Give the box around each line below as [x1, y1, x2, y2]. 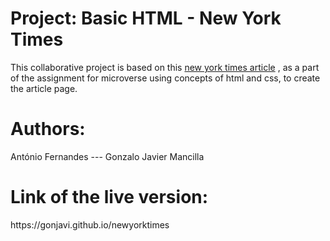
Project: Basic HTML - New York [10, 7, 282, 30]
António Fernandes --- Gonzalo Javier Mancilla [10, 150, 205, 162]
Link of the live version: [10, 186, 209, 209]
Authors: [10, 118, 86, 141]
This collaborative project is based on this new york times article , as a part [10, 61, 320, 73]
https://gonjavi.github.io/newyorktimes [10, 218, 170, 231]
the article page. [10, 82, 78, 94]
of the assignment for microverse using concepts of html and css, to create [10, 72, 321, 84]
